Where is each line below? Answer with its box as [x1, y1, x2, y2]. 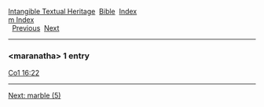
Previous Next [11, 24, 60, 32]
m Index [8, 15, 35, 24]
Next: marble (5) [8, 90, 61, 101]
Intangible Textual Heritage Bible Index [8, 7, 137, 16]
